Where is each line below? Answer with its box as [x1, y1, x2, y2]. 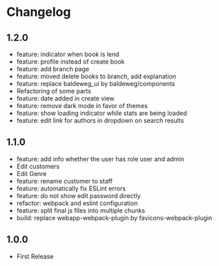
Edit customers [16, 162, 60, 170]
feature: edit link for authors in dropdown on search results [16, 116, 184, 125]
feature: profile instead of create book [16, 57, 125, 66]
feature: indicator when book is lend [16, 50, 120, 58]
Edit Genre [16, 169, 47, 177]
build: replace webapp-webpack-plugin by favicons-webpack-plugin [16, 213, 212, 222]
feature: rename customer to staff [16, 177, 113, 185]
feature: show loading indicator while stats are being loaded [16, 109, 187, 117]
